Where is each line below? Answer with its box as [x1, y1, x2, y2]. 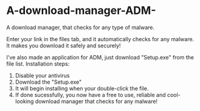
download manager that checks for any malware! [35, 98, 158, 105]
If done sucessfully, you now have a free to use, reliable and [15, 91, 166, 98]
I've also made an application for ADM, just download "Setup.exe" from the [6, 53, 195, 61]
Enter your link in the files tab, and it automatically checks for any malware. [6, 35, 195, 42]
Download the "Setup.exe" [15, 78, 82, 86]
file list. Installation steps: [6, 60, 70, 67]
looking [15, 98, 34, 105]
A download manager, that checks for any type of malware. [6, 24, 155, 31]
